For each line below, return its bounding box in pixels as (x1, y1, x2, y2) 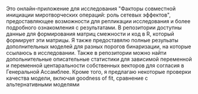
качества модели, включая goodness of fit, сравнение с (6, 74, 148, 82)
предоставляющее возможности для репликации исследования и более (6, 18, 191, 24)
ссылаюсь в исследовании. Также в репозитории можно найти (6, 49, 167, 56)
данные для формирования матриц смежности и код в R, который (6, 30, 175, 37)
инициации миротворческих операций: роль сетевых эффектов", (6, 11, 171, 18)
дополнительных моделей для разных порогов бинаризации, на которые (6, 43, 191, 50)
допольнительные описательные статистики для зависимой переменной (6, 56, 193, 62)
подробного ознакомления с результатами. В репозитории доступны (6, 24, 182, 31)
